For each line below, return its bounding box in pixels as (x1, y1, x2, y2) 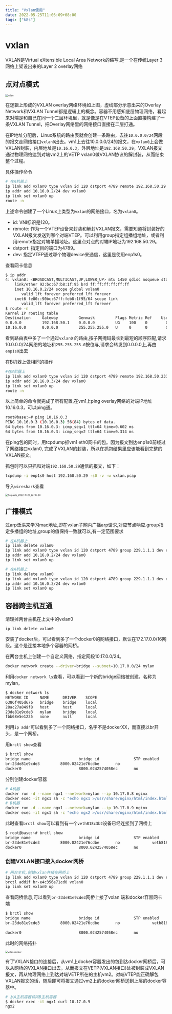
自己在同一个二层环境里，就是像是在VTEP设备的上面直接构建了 (27, 115, 161, 121)
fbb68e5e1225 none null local (5, 714, 97, 719)
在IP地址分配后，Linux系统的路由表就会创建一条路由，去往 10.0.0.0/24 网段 (5, 132, 163, 138)
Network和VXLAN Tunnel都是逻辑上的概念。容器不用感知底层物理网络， (5, 109, 157, 115)
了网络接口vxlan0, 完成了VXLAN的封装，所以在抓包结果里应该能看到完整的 (5, 446, 163, 452)
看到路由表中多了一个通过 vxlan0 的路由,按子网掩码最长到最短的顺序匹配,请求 (5, 335, 166, 341)
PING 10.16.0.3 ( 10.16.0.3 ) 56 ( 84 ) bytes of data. (5, 420, 116, 425)
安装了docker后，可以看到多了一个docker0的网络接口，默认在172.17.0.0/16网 (5, 636, 167, 642)
